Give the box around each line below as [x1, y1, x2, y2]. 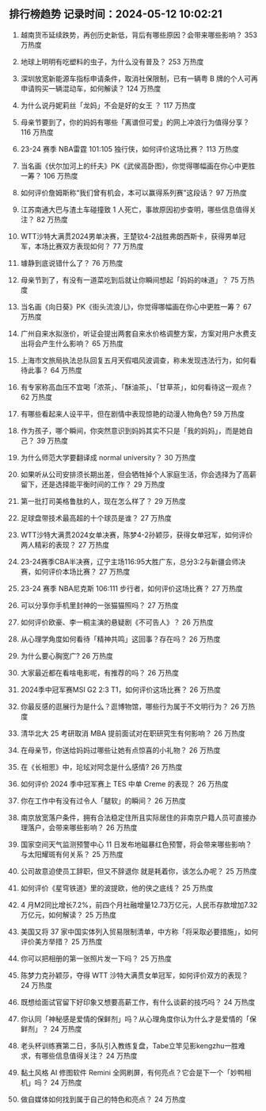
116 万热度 [20, 127, 54, 136]
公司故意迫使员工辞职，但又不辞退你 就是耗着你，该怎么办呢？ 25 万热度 [20, 866, 257, 875]
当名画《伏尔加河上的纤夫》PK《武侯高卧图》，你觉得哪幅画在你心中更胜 [20, 161, 256, 171]
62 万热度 [20, 392, 52, 402]
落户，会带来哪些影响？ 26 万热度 [27, 822, 138, 832]
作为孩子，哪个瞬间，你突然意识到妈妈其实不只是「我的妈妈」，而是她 [20, 425, 246, 435]
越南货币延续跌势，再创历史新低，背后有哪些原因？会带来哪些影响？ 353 [20, 30, 258, 40]
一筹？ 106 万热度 [20, 171, 78, 180]
